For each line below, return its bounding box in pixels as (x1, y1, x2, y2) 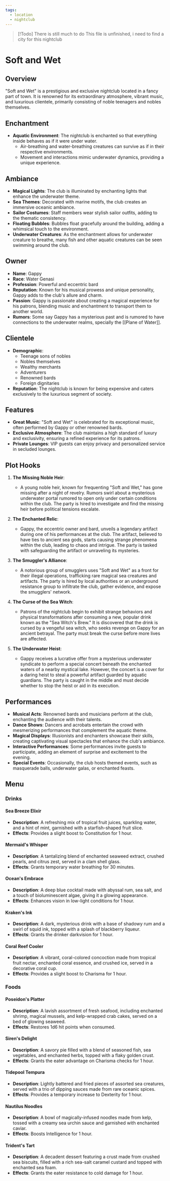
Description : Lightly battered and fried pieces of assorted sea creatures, (12, 1081, 165, 1087)
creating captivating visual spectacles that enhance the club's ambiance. (12, 738, 165, 744)
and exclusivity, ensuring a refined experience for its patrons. (12, 435, 141, 442)
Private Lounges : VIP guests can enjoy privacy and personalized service (12, 441, 165, 447)
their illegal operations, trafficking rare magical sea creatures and (20, 573, 157, 579)
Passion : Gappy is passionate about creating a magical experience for (12, 297, 160, 303)
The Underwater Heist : (12, 646, 62, 652)
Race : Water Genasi (12, 276, 54, 282)
